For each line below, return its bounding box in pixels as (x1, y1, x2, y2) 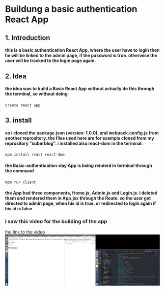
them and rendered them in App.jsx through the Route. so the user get (5, 195, 151, 201)
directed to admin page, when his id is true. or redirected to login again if (5, 200, 156, 206)
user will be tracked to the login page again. (5, 58, 96, 64)
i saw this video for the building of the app (5, 218, 108, 225)
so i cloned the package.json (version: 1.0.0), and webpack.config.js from (5, 129, 159, 136)
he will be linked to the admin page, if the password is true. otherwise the (5, 53, 158, 59)
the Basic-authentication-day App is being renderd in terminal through (5, 162, 152, 168)
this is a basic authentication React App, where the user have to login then (5, 47, 160, 53)
